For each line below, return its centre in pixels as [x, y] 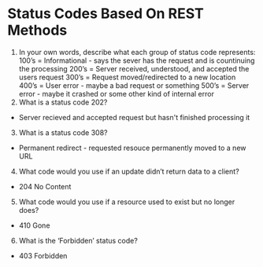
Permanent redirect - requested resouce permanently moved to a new [132, 148]
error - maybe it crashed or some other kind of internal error [116, 93]
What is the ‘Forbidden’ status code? [78, 240]
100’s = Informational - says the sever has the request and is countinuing [137, 60]
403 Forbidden [43, 255]
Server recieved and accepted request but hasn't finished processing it [134, 117]
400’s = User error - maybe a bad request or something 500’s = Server [134, 85]
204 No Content [45, 186]
